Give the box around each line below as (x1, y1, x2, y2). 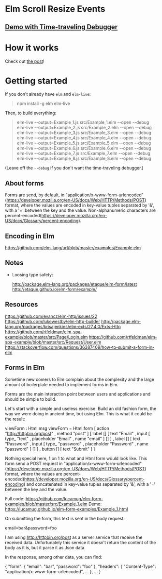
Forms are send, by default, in (5, 192, 65, 198)
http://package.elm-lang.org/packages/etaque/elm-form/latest (12, 281, 137, 287)
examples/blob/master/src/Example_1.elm (5, 501, 88, 507)
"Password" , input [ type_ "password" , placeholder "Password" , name (5, 441, 148, 446)
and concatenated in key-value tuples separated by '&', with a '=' (26, 481, 156, 487)
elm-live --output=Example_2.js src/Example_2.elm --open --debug (16, 125, 152, 131)
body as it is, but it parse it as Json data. (5, 545, 86, 550)
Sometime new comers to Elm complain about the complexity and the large (5, 376, 155, 382)
